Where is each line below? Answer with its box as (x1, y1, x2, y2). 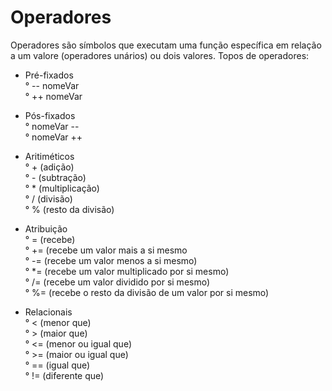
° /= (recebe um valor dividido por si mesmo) (24, 276, 211, 288)
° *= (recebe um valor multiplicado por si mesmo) (24, 265, 230, 277)
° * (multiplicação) (24, 182, 100, 194)
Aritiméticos (24, 150, 75, 162)
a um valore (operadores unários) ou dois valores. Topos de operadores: (10, 49, 310, 61)
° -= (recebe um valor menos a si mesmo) (24, 254, 198, 266)
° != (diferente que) (24, 369, 105, 381)
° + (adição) (24, 161, 75, 173)
